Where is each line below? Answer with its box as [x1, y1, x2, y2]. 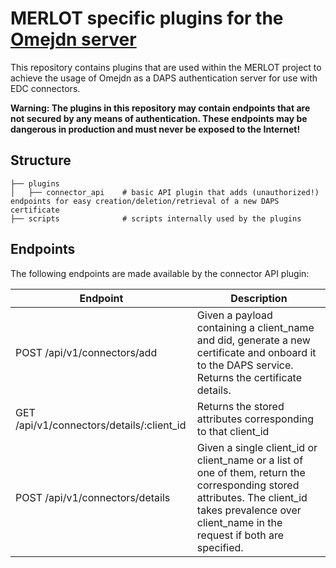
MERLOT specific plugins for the [10, 7, 284, 30]
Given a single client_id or [196, 440, 318, 454]
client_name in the [196, 515, 283, 529]
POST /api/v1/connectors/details [15, 490, 171, 504]
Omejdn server [10, 28, 137, 51]
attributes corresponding [196, 412, 315, 426]
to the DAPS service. [196, 358, 294, 372]
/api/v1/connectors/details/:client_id [15, 418, 187, 432]
